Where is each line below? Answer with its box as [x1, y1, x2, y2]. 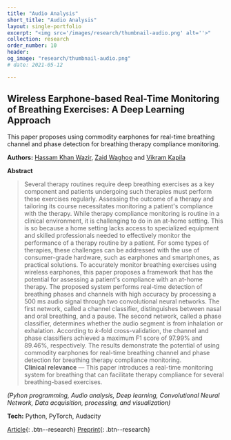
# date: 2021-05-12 [7, 61, 63, 68]
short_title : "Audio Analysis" [7, 17, 97, 23]
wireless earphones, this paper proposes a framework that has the [23, 268, 214, 277]
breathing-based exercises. [23, 378, 103, 386]
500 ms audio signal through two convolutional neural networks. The [23, 297, 220, 306]
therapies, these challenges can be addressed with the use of [23, 246, 200, 254]
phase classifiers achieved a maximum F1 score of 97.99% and [23, 334, 203, 342]
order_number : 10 [7, 42, 57, 49]
